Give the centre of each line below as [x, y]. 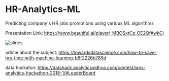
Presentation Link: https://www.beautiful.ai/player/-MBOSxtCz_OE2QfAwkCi [84, 33]
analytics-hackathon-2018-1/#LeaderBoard [50, 73]
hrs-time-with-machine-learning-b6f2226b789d [56, 58]
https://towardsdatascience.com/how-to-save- [108, 52]
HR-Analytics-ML [43, 9]
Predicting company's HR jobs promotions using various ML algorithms [79, 23]
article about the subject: [31, 52]
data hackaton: [21, 67]
